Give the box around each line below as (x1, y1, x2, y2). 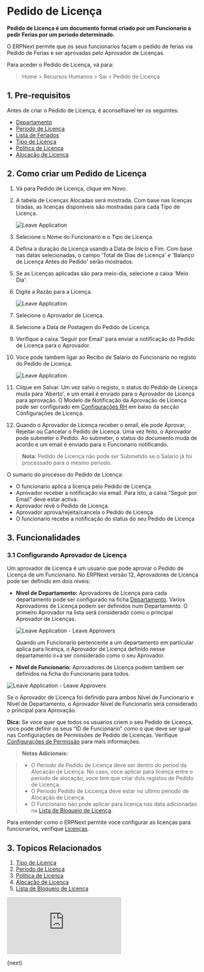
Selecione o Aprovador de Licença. (15, 311, 104, 319)
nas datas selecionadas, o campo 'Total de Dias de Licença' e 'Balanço (15, 251, 194, 258)
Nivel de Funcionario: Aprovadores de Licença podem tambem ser (15, 664, 185, 671)
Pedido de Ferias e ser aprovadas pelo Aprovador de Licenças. (7, 49, 165, 56)
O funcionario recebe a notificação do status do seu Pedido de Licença (15, 515, 195, 522)
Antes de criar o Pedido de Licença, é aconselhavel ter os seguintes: (7, 107, 179, 114)
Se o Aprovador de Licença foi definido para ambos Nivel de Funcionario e (7, 694, 194, 701)
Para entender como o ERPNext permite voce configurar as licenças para (7, 818, 191, 826)
